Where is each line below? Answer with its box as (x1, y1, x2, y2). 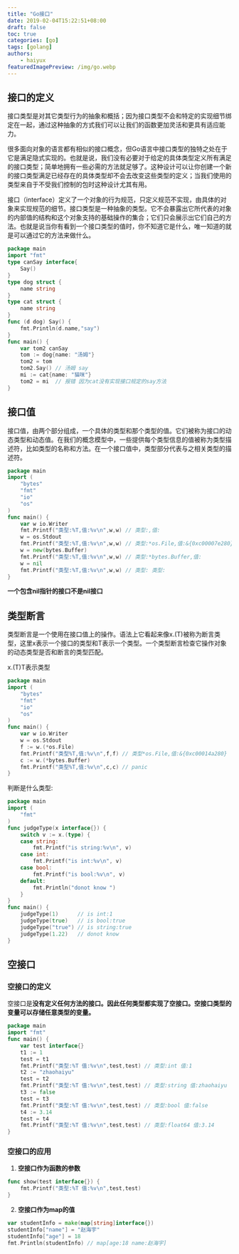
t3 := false (20, 1089, 55, 1096)
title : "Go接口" (7, 10, 53, 18)
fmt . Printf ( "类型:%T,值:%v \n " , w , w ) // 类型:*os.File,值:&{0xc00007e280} (20, 540, 234, 547)
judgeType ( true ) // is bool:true (20, 917, 126, 925)
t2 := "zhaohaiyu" (20, 1069, 75, 1076)
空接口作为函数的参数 (17, 1164, 80, 1173)
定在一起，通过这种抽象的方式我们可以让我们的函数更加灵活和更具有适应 (7, 120, 219, 129)
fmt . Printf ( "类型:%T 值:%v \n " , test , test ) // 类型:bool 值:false (20, 1102, 208, 1109)
